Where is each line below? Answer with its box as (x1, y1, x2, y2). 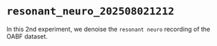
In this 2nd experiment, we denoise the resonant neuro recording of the (6, 25, 211, 33)
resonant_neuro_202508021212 (6, 5, 175, 18)
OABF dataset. (6, 32, 48, 41)
